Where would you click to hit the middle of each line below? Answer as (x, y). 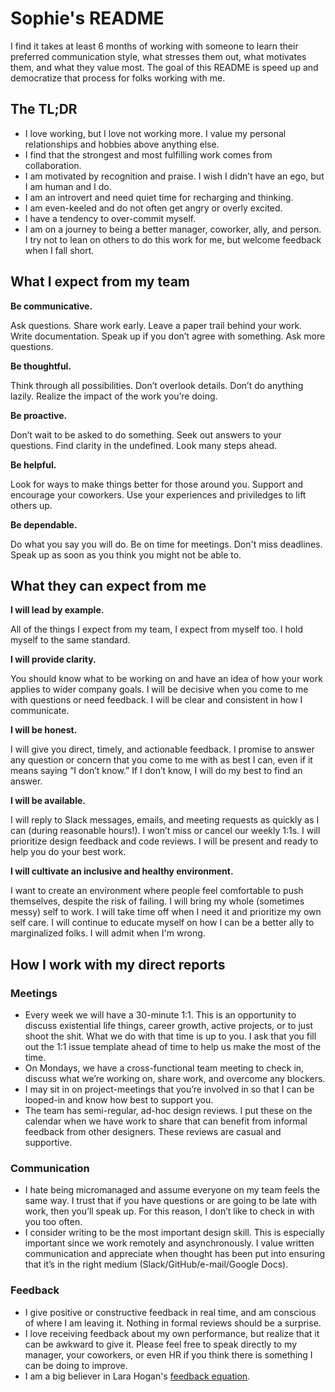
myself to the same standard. (70, 640)
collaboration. (53, 165)
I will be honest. (44, 730)
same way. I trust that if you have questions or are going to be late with (171, 1201)
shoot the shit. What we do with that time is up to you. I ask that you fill (170, 1036)
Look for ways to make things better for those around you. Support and (157, 484)
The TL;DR (44, 109)
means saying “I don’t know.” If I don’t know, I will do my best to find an (156, 771)
